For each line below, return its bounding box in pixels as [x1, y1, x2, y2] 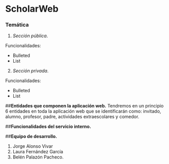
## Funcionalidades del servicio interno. [5, 123, 92, 130]
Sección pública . [12, 33, 48, 39]
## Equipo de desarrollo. [5, 133, 58, 140]
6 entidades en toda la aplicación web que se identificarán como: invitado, [5, 108, 161, 115]
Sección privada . [12, 68, 49, 74]
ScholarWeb [5, 3, 59, 15]
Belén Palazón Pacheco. [12, 154, 64, 160]
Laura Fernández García [12, 149, 64, 155]
